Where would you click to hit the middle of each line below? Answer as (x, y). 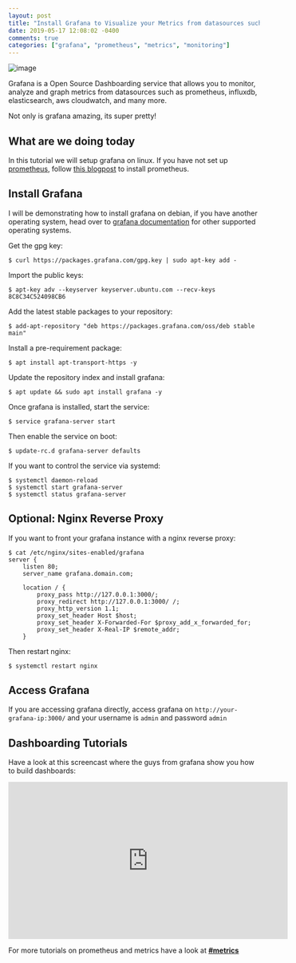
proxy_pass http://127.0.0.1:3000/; (98, 594)
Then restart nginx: (39, 651)
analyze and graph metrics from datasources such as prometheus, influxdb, (133, 92)
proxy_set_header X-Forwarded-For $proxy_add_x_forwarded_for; (144, 622)
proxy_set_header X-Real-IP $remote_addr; (109, 629)
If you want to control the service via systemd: (85, 466)
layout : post (30, 16)
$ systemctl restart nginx (53, 666)
